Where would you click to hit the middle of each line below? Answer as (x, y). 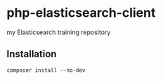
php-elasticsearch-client (81, 13)
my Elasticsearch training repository (59, 32)
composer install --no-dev (46, 70)
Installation (32, 54)
